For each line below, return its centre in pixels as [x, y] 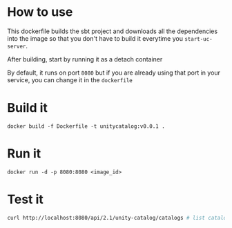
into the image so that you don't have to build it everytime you [95, 38]
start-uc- [198, 39]
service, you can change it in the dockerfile [70, 79]
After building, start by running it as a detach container [85, 59]
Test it [25, 199]
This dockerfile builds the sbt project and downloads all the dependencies [113, 31]
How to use [40, 12]
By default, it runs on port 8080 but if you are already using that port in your [114, 73]
